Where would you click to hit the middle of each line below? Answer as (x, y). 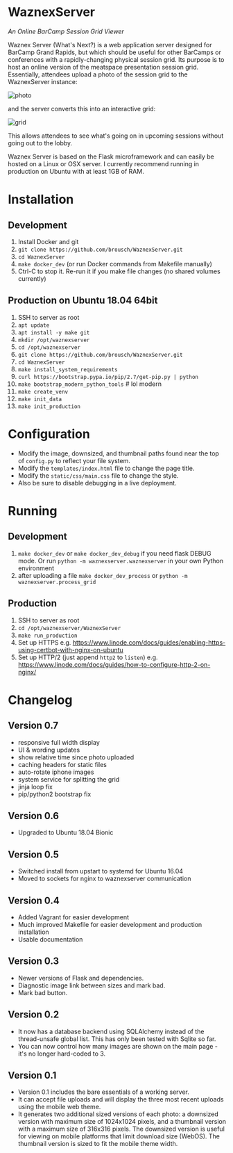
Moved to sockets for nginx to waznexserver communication (104, 879)
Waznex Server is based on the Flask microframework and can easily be (111, 156)
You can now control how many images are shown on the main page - (118, 1046)
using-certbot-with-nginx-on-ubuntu (70, 650)
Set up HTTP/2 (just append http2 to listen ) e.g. (88, 657)
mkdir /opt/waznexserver (54, 340)
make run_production (48, 636)
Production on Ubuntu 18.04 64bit (83, 301)
